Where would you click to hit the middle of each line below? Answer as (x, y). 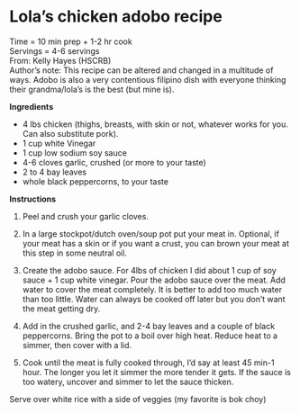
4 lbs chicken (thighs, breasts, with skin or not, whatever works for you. (155, 124)
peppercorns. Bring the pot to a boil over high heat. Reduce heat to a (150, 336)
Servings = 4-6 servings (55, 50)
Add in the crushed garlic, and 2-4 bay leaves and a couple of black (149, 326)
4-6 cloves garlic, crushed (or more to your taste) (114, 162)
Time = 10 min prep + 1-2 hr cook (71, 41)
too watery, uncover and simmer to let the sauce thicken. (128, 382)
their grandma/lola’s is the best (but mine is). (92, 89)
